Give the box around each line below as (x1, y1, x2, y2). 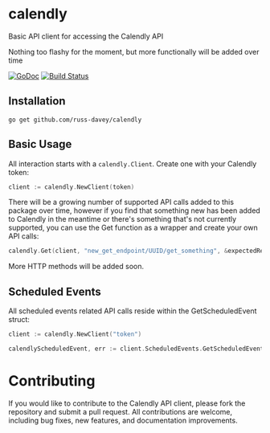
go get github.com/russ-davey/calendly (8, 116, 142, 124)
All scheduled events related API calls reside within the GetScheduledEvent (8, 306, 257, 316)
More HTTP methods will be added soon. (8, 262, 145, 272)
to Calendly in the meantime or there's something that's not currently (8, 214, 237, 224)
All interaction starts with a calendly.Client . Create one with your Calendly (8, 158, 257, 169)
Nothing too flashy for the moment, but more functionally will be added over (8, 47, 260, 56)
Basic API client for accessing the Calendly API (8, 31, 164, 41)
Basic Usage (8, 137, 72, 151)
